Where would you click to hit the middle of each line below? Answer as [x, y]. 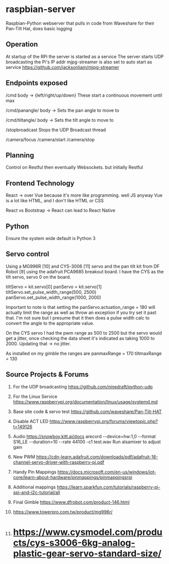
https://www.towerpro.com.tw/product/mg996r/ [63, 512]
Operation [22, 45]
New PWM [24, 457]
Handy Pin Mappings [35, 472]
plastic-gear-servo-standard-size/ [87, 553]
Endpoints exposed [37, 83]
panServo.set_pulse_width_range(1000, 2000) [54, 297]
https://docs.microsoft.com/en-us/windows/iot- [107, 472]
